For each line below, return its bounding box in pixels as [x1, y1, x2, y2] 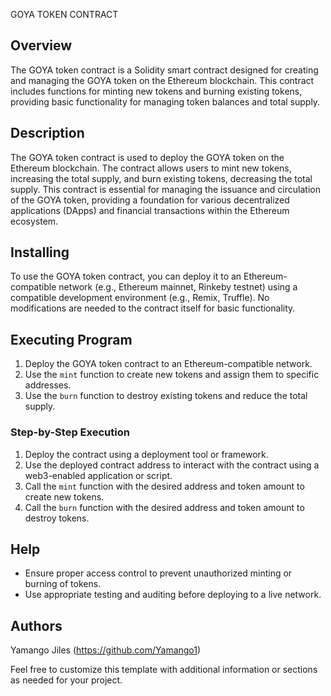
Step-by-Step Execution [10, 425, 130, 439]
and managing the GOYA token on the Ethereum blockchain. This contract [10, 74, 315, 86]
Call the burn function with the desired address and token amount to [24, 501, 305, 513]
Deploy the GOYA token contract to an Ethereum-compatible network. [24, 358, 313, 370]
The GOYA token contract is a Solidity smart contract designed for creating [10, 64, 319, 76]
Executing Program [10, 331, 133, 348]
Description [10, 125, 85, 142]
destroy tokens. [24, 512, 90, 524]
